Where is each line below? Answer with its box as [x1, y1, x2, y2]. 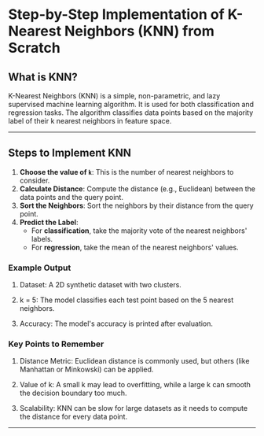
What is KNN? [8, 70, 79, 83]
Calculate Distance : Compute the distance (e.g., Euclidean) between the [19, 183, 255, 194]
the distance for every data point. [19, 412, 128, 422]
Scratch [8, 39, 60, 57]
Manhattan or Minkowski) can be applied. [19, 364, 154, 375]
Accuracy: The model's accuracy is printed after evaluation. [19, 319, 214, 328]
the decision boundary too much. [19, 388, 127, 398]
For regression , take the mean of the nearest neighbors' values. [31, 242, 239, 252]
